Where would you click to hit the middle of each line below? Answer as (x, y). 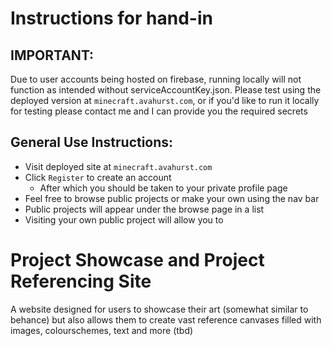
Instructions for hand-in (111, 18)
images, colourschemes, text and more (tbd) (102, 330)
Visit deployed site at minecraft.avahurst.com (118, 166)
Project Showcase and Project (137, 260)
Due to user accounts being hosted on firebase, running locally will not (156, 79)
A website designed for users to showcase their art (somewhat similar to (159, 309)
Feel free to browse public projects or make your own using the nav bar (172, 198)
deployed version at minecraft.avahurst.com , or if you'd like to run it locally (165, 100)
